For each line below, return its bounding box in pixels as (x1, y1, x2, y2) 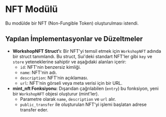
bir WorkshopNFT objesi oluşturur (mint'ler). (12, 90, 99, 96)
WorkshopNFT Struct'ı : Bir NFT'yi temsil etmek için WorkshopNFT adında (12, 48, 161, 54)
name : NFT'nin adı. (20, 69, 57, 75)
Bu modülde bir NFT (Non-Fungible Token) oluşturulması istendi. (5, 20, 139, 26)
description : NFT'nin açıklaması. (20, 74, 89, 81)
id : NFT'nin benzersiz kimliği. (20, 64, 81, 70)
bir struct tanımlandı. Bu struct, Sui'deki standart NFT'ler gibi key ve (12, 53, 152, 59)
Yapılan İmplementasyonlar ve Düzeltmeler (5, 35, 143, 43)
